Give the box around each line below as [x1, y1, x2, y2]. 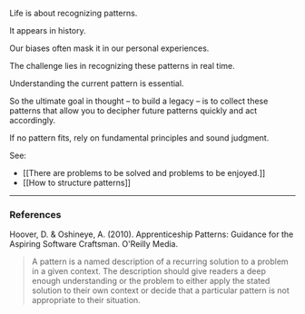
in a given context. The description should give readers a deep [31, 266, 266, 277]
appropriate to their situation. [31, 295, 141, 306]
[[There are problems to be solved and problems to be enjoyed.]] [22, 168, 266, 178]
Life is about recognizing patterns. [9, 8, 138, 18]
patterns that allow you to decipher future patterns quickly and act [9, 105, 258, 116]
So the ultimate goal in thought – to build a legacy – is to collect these [9, 95, 269, 106]
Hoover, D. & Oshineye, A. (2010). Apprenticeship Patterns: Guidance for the [9, 229, 294, 240]
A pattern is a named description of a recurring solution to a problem [31, 256, 289, 267]
